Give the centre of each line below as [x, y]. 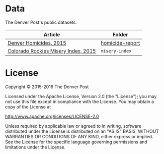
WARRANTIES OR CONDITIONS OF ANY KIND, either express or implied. [79, 136]
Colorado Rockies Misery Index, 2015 [52, 51]
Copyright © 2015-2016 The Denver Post [47, 87]
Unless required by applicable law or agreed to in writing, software [73, 126]
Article [52, 34]
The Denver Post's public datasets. [41, 22]
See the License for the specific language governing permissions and [76, 142]
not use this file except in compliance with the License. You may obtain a [80, 102]
